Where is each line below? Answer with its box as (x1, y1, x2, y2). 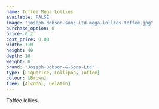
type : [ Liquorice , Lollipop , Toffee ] (6, 70, 100, 76)
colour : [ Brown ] (6, 75, 47, 81)
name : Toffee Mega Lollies (6, 8, 74, 15)
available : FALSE (6, 14, 50, 20)
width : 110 (6, 42, 33, 48)
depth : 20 (6, 53, 31, 59)
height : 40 (6, 48, 33, 54)
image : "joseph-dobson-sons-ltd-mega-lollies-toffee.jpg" (6, 20, 154, 26)
